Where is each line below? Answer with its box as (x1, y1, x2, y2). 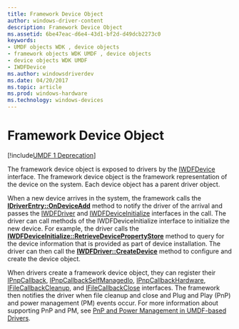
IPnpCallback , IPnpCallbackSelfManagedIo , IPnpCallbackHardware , (7, 275, 206, 284)
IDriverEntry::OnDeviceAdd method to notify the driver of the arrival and (7, 201, 223, 210)
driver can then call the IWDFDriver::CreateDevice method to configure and (7, 247, 232, 255)
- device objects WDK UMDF (7, 57, 88, 64)
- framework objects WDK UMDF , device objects (7, 51, 152, 58)
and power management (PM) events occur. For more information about (7, 298, 219, 307)
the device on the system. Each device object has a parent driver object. (7, 180, 220, 188)
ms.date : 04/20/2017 (7, 76, 69, 84)
